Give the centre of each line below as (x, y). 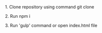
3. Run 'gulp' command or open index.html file (51, 25)
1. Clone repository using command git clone (50, 7)
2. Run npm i (18, 16)
